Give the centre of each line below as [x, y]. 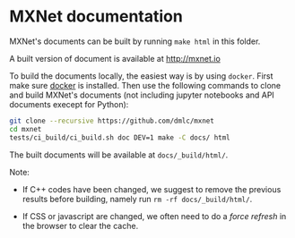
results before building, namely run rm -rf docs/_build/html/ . [137, 199]
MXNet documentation [96, 17]
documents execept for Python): [69, 104]
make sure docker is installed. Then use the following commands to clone [145, 85]
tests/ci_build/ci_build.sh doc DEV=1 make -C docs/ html [120, 137]
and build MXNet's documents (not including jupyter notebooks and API [142, 95]
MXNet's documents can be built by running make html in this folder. [135, 41]
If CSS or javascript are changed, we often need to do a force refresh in [154, 216]
